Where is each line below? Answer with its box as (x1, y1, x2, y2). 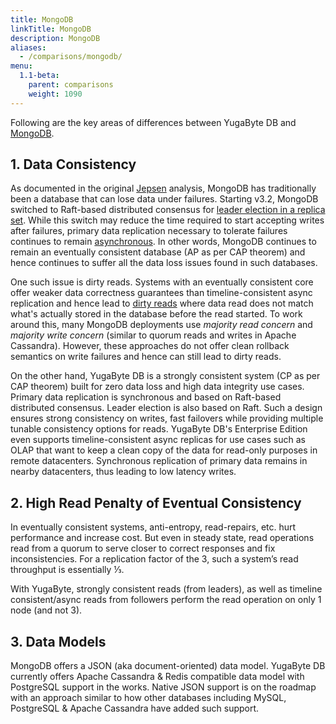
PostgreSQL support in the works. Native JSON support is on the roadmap (10, 681, 317, 693)
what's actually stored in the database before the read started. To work (10, 308, 303, 320)
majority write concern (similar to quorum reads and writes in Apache (10, 329, 297, 341)
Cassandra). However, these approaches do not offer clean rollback (10, 340, 290, 352)
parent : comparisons (28, 80, 114, 90)
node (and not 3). (10, 604, 83, 616)
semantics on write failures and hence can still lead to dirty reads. (10, 351, 282, 363)
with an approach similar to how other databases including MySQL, (10, 692, 287, 704)
